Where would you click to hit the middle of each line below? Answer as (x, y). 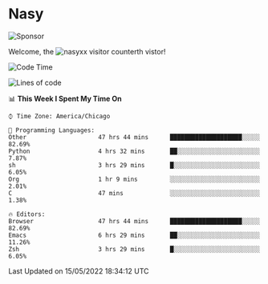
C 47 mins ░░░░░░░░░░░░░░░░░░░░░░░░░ (134, 193)
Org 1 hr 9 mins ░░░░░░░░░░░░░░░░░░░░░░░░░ (134, 179)
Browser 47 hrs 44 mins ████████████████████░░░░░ (134, 221)
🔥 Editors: (27, 214)
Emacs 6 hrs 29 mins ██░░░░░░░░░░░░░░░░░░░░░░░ (134, 235)
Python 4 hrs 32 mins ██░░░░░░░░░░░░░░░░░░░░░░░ (134, 151)
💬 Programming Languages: (51, 130)
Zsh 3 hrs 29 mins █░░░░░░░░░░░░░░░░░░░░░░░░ (134, 249)
